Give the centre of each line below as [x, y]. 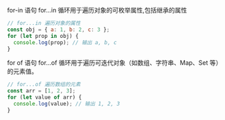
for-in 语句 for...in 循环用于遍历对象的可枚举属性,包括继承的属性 [97, 10]
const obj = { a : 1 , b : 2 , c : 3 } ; [58, 30]
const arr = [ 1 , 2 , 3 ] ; [42, 91]
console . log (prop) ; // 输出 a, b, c [65, 42]
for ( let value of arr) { [44, 98]
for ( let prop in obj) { [43, 36]
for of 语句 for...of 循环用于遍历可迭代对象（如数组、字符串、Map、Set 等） [115, 63]
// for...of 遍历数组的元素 [44, 85]
